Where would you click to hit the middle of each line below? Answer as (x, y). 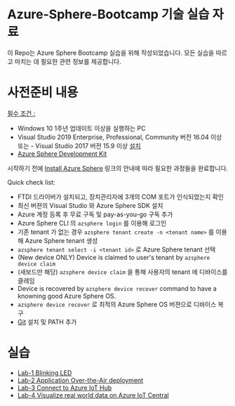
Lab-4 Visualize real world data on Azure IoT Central (93, 395)
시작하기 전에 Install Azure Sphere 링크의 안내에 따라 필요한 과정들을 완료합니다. (118, 168)
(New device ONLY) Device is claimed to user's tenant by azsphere (114, 257)
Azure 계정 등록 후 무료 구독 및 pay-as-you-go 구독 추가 (95, 214)
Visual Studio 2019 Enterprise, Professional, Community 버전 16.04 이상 (120, 137)
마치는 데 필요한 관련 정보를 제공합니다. (68, 61)
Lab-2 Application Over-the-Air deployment (80, 380)
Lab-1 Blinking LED (45, 372)
